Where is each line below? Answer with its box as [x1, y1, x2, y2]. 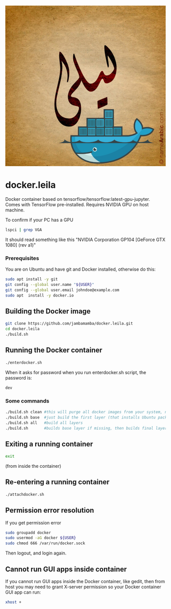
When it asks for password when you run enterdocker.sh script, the [5, 369, 147, 375]
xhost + [5, 600, 22, 605]
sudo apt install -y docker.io [5, 293, 74, 298]
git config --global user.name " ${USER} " [5, 282, 95, 287]
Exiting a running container [5, 439, 93, 448]
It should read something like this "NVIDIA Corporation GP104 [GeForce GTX [5, 236, 165, 243]
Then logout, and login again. [5, 550, 67, 556]
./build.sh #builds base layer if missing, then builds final [5, 426, 154, 431]
